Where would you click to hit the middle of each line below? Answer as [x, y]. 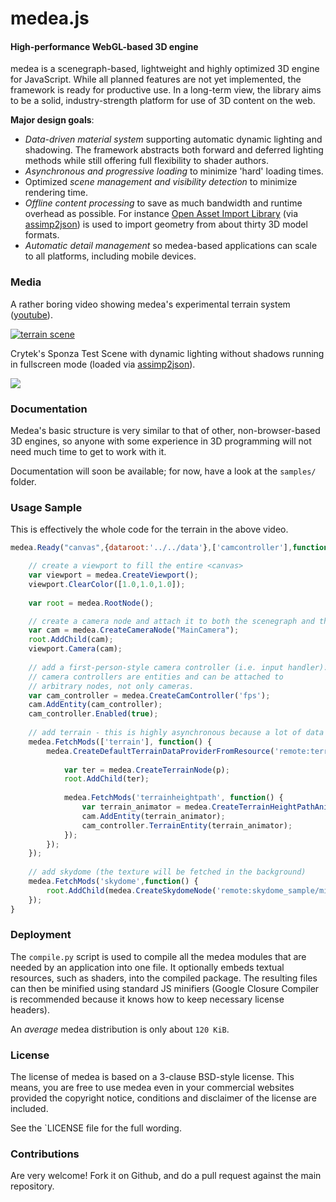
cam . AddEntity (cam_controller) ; [95, 705]
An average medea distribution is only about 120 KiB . [120, 1029]
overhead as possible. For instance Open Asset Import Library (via [161, 214]
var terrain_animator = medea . [147, 807]
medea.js [50, 18]
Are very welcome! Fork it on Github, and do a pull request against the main [166, 1176]
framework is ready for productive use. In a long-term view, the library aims [166, 90]
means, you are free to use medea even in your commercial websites [152, 1088]
